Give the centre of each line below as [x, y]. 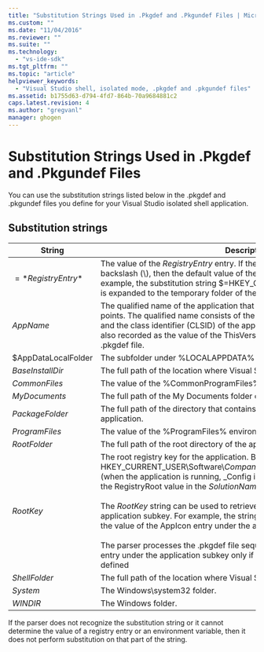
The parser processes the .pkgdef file [170, 545]
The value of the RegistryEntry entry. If [172, 263]
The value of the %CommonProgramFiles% [180, 383]
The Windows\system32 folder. [158, 590]
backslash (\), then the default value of [172, 273]
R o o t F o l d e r [32, 444]
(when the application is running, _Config [176, 476]
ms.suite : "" [29, 45]
